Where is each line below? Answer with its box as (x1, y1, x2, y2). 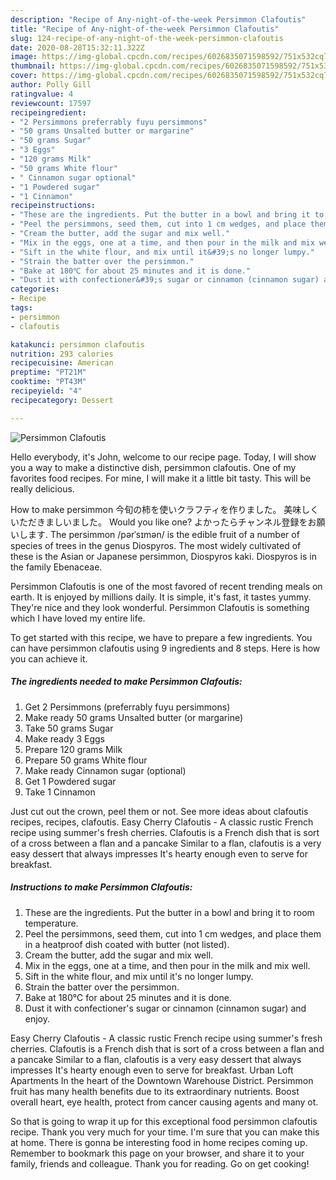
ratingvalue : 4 (10, 89, 74, 99)
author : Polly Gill (10, 80, 92, 90)
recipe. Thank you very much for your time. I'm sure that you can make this (10, 1126, 320, 1138)
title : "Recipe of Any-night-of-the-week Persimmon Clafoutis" (10, 24, 280, 34)
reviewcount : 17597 (10, 98, 92, 108)
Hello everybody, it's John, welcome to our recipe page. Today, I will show (10, 451, 317, 463)
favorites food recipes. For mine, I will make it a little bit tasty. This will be (10, 472, 312, 484)
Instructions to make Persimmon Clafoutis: (10, 881, 193, 893)
